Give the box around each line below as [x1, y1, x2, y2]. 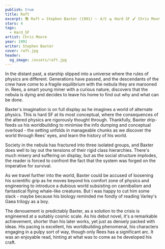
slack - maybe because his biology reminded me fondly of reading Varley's [5, 194, 157, 199]
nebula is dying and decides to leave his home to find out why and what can [5, 92, 159, 98]
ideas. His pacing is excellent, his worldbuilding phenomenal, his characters [5, 224, 159, 230]
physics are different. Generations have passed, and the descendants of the [5, 76, 159, 82]
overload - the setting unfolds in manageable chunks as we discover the [5, 127, 151, 133]
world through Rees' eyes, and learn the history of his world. [5, 133, 128, 138]
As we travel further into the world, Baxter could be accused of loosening [5, 172, 154, 178]
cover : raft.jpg [5, 48, 38, 53]
